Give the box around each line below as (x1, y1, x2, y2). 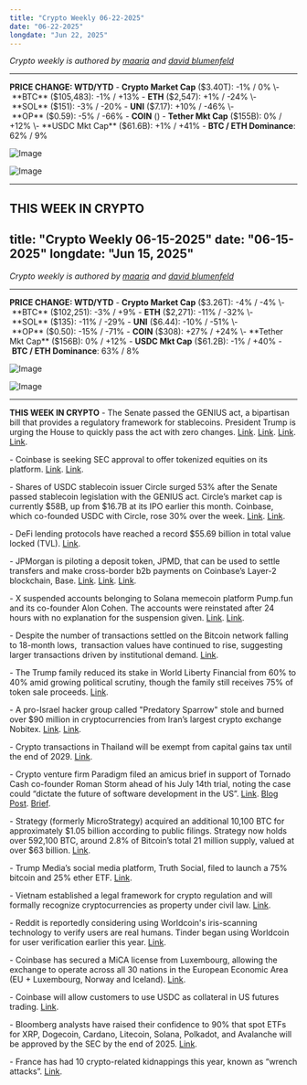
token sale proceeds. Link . (9, 686, 109, 697)
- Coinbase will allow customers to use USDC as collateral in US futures (9, 991, 280, 1002)
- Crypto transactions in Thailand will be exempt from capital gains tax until (9, 741, 292, 752)
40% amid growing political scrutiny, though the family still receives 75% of (9, 676, 294, 687)
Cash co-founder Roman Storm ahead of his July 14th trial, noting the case (9, 778, 291, 789)
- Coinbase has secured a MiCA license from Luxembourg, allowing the (9, 954, 278, 965)
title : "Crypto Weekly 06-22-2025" (9, 13, 145, 23)
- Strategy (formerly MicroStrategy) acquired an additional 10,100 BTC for (9, 815, 285, 826)
